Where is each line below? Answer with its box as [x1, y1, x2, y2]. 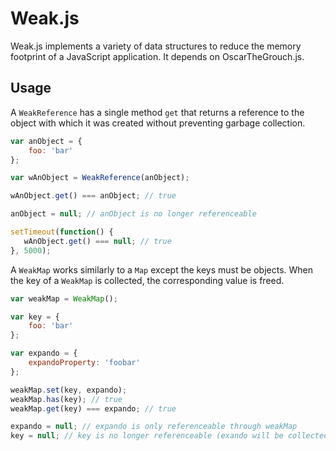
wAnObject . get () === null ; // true [23, 236, 172, 246]
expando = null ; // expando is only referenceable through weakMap [10, 422, 298, 432]
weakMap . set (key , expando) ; [10, 385, 128, 395]
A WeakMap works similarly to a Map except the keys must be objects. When [10, 263, 314, 276]
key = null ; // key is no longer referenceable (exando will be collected [10, 431, 329, 441]
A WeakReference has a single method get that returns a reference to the [10, 106, 305, 118]
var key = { [10, 312, 60, 322]
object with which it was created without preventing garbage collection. [10, 117, 306, 129]
